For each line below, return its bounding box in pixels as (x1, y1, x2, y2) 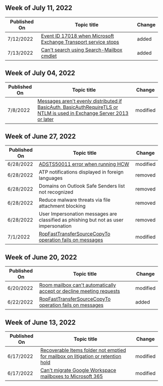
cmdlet (41, 52, 57, 59)
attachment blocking (38, 203, 86, 209)
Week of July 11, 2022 (5, 4, 73, 12)
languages (38, 175, 63, 181)
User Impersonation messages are (38, 210, 117, 217)
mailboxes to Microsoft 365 (40, 373, 103, 380)
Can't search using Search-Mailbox (41, 46, 123, 53)
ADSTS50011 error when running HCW (38, 161, 130, 168)
